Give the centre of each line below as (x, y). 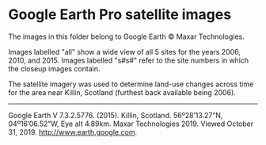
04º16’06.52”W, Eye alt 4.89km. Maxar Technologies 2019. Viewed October (131, 124)
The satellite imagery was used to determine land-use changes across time (131, 84)
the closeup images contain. (54, 68)
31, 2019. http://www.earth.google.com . (72, 132)
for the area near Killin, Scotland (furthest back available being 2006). (122, 92)
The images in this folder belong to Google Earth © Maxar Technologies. (126, 36)
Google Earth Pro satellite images (120, 15)
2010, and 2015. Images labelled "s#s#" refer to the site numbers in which (129, 60)
